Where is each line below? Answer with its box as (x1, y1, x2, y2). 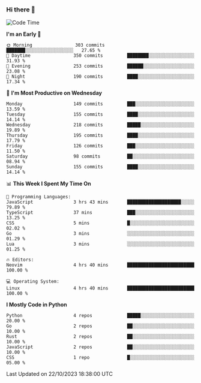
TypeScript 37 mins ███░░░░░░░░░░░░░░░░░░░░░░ (6, 210, 195, 216)
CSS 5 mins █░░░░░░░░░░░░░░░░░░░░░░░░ (6, 220, 195, 227)
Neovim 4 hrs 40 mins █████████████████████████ (6, 262, 195, 269)
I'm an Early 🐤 (6, 31, 41, 38)
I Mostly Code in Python (6, 301, 67, 308)
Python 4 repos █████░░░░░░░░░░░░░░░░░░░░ (6, 313, 195, 319)
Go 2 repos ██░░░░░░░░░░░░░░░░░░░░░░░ (6, 323, 195, 329)
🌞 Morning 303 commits (6, 42, 105, 49)
